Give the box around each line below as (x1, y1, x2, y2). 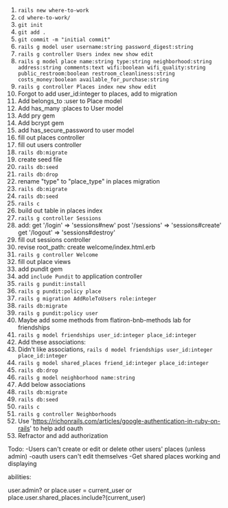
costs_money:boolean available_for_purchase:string (17, 76, 169, 83)
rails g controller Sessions (17, 215, 102, 222)
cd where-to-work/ (17, 14, 71, 21)
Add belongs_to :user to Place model (17, 97, 122, 105)
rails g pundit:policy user (17, 310, 98, 317)
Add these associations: (17, 338, 87, 346)
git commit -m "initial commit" (17, 36, 111, 43)
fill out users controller (17, 141, 82, 148)
